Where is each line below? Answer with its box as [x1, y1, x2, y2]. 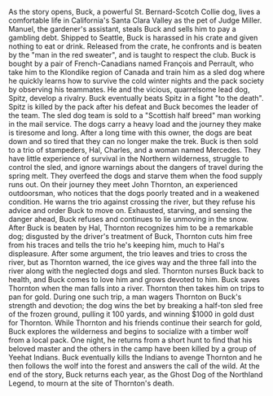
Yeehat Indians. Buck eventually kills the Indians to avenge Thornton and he [8, 353, 262, 362]
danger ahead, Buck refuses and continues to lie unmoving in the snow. [8, 215, 249, 224]
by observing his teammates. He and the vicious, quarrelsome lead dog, [8, 85, 250, 94]
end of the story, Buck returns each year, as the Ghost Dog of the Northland [8, 370, 263, 379]
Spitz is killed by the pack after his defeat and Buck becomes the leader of [8, 102, 258, 111]
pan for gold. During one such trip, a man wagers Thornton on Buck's [8, 292, 242, 302]
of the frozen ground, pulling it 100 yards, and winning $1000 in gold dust [8, 309, 255, 319]
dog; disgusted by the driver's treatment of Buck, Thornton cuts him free [8, 232, 253, 241]
